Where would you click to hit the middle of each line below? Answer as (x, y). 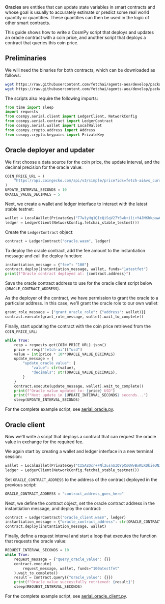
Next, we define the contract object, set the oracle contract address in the (80, 503)
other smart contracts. (28, 23)
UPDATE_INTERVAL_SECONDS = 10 (36, 190)
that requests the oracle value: (36, 541)
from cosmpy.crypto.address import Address (50, 130)
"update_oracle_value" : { (49, 363)
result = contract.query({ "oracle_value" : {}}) (63, 577)
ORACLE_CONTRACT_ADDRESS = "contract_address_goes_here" (65, 494)
